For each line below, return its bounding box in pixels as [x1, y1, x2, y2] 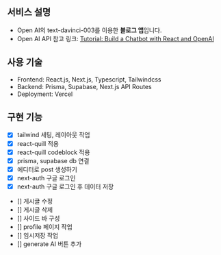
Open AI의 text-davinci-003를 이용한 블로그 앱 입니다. [16, 26, 162, 34]
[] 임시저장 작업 [16, 231, 59, 239]
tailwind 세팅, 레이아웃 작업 [16, 131, 90, 139]
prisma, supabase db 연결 [16, 156, 90, 165]
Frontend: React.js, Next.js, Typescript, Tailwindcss [16, 75, 161, 84]
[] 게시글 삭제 [16, 205, 53, 214]
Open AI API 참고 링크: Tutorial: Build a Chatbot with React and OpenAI [16, 34, 214, 42]
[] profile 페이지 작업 [16, 222, 73, 231]
